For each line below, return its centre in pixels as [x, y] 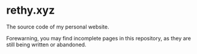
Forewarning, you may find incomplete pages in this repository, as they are [98, 38]
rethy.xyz [31, 10]
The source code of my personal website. [58, 27]
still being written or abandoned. [46, 45]
